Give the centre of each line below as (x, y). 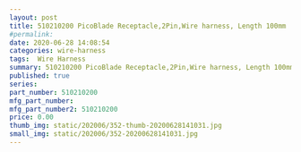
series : (24, 84)
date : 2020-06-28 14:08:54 (60, 42)
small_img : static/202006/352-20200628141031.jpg (104, 134)
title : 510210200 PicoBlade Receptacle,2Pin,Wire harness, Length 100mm (148, 26)
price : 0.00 (31, 117)
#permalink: (31, 34)
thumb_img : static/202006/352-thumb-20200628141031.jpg (116, 126)
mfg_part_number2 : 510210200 (64, 109)
